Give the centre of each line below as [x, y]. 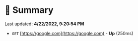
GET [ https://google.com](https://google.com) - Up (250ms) [72, 33]
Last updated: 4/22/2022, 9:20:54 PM [44, 24]
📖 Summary [29, 10]
